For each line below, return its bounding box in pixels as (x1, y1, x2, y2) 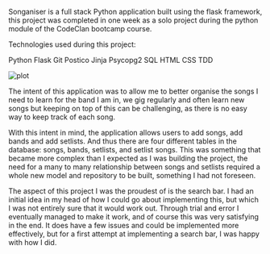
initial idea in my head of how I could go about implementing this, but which (8, 195, 260, 204)
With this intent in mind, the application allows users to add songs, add (8, 128, 243, 137)
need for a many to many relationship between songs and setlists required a (8, 162, 260, 172)
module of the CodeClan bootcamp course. (8, 24, 152, 33)
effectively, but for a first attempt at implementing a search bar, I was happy (8, 229, 260, 239)
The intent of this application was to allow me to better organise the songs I (8, 86, 259, 96)
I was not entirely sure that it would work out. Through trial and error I (8, 203, 239, 213)
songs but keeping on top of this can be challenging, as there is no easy (8, 104, 247, 113)
